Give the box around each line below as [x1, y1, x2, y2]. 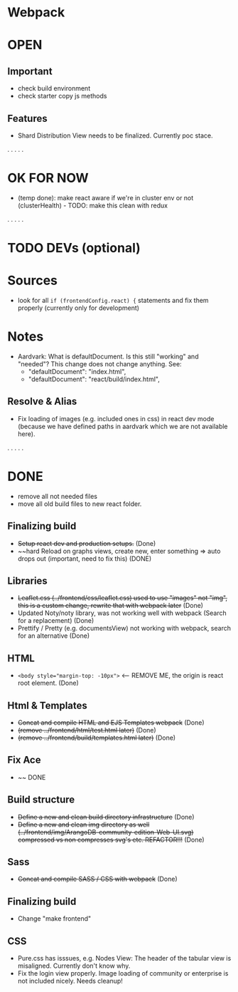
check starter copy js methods [17, 92, 107, 100]
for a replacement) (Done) [17, 616, 94, 625]
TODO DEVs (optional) [7, 240, 141, 257]
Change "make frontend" [17, 914, 92, 923]
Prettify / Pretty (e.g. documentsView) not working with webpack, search [17, 624, 231, 633]
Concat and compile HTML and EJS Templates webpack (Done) [17, 718, 205, 727]
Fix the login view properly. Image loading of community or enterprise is [17, 969, 229, 978]
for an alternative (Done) [17, 631, 90, 640]
